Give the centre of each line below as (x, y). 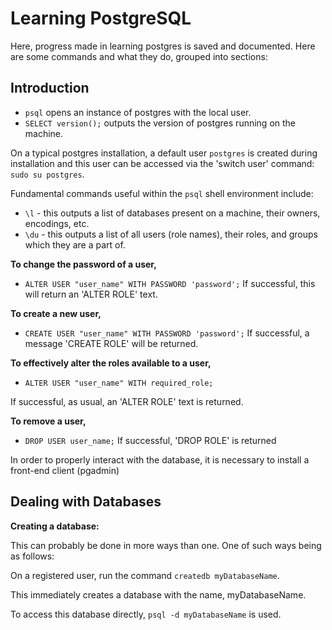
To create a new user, (56, 313)
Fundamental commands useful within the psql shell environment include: (162, 193)
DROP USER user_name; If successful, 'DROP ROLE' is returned (150, 440)
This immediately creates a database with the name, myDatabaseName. (158, 594)
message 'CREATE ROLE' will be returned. (111, 343)
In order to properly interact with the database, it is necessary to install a (160, 459)
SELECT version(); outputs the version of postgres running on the (160, 123)
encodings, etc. (57, 223)
